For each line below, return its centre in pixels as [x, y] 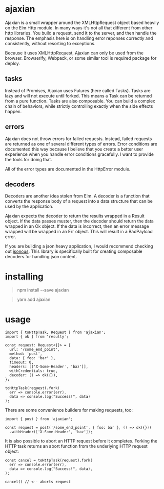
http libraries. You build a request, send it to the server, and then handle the [81, 33]
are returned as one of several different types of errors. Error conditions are [81, 144]
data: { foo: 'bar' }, [32, 358]
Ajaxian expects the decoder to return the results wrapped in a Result [75, 216]
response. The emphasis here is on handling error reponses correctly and [79, 38]
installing [24, 277]
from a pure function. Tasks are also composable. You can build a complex [80, 101]
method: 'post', [26, 354]
